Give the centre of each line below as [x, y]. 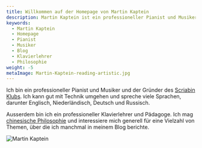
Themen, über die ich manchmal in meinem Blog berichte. [78, 127]
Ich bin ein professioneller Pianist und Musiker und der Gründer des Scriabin [101, 90]
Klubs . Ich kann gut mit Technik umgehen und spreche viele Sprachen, [94, 96]
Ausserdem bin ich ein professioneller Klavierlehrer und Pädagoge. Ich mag [100, 114]
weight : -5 [20, 67]
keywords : [19, 23]
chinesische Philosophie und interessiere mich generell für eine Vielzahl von [100, 121]
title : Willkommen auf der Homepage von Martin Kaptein [78, 12]
